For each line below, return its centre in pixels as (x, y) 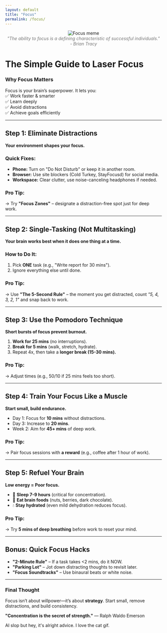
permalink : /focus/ (25, 19)
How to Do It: (21, 254)
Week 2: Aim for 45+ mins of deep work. (54, 429)
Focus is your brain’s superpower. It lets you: (51, 90)
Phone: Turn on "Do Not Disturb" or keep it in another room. (74, 169)
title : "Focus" (21, 14)
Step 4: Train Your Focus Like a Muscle (66, 397)
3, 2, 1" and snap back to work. (37, 300)
